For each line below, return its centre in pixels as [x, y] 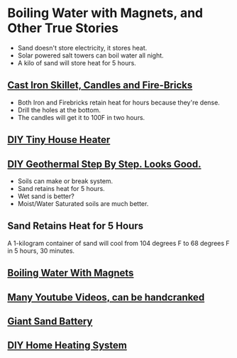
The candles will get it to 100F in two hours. [81, 117]
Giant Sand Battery [50, 321]
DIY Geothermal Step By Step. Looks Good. [104, 164]
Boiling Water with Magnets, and [105, 13]
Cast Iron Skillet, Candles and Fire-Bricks [100, 86]
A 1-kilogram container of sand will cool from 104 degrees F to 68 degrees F [118, 243]
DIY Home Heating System [67, 346]
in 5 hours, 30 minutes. [41, 251]
